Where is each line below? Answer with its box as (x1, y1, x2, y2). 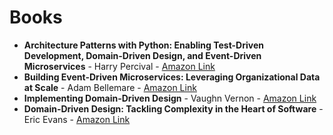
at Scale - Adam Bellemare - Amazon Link (23, 81, 197, 93)
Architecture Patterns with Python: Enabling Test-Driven (23, 39, 264, 51)
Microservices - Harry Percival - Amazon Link (23, 60, 216, 72)
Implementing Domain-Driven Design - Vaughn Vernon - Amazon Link (23, 92, 317, 104)
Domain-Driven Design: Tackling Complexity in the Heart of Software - (23, 102, 324, 115)
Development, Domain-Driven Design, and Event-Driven (23, 49, 262, 61)
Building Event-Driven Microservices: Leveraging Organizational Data (23, 71, 321, 83)
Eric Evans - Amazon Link (23, 113, 131, 125)
